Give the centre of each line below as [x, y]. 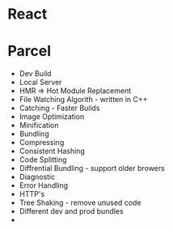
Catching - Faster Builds [59, 108]
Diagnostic [37, 177]
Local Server [40, 83]
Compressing [42, 143]
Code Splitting [43, 160]
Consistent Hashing [52, 151]
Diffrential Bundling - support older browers [92, 168]
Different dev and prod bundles [71, 211]
